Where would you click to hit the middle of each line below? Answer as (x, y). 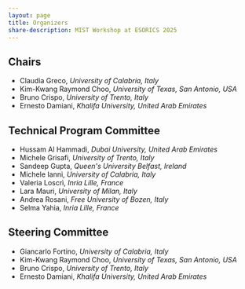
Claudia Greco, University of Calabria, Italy (89, 81)
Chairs (25, 62)
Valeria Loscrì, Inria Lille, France (71, 183)
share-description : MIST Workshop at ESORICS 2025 (93, 30)
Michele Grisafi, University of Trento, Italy (87, 157)
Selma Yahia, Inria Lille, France (69, 208)
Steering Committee (59, 232)
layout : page (29, 15)
